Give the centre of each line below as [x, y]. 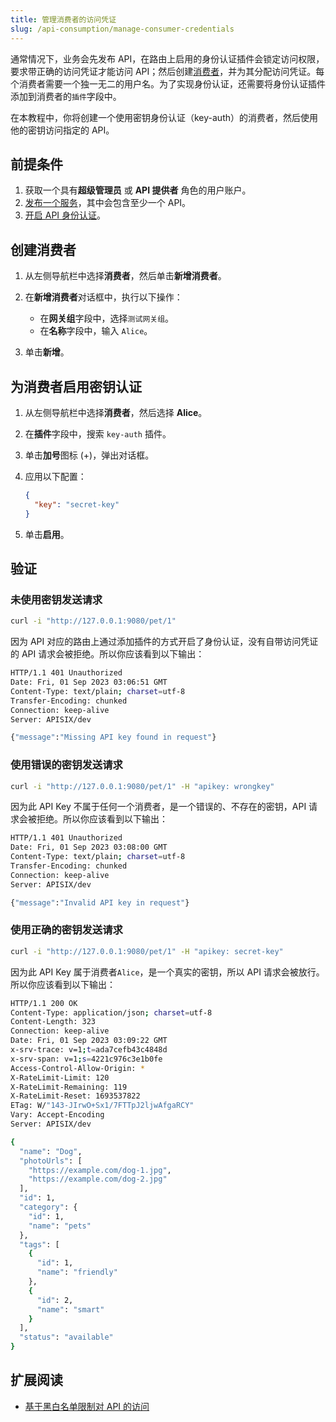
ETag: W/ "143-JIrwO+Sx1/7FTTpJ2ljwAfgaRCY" [102, 1106]
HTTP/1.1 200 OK [44, 1003]
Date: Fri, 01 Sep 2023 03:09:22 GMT [89, 1041]
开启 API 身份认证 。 [65, 215]
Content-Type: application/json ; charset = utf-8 [111, 1012]
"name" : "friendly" [77, 1272]
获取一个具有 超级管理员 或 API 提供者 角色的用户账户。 [138, 190]
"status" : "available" [66, 1337]
